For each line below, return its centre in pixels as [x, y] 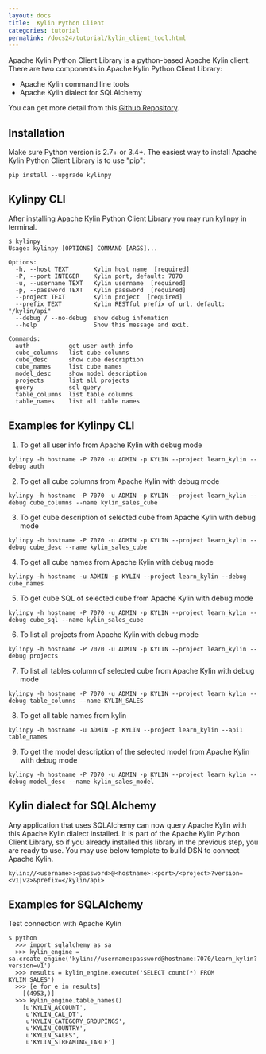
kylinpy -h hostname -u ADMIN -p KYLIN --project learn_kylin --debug [127, 577]
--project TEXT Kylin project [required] [99, 297]
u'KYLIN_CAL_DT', [54, 1015]
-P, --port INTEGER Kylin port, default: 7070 [99, 276]
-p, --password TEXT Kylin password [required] [101, 290]
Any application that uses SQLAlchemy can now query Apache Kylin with [127, 825]
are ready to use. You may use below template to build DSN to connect [124, 850]
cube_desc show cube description [80, 359]
